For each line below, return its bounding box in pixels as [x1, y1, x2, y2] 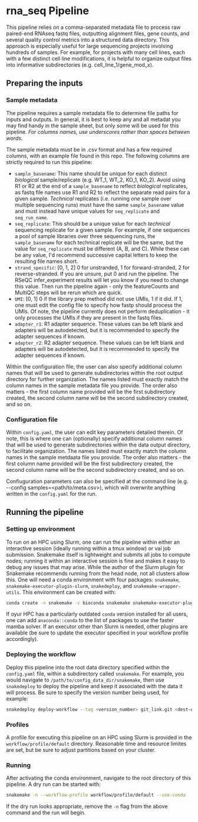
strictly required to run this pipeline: [6, 158, 93, 166]
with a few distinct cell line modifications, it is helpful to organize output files [6, 55, 192, 62]
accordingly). [6, 636, 38, 643]
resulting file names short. [14, 258, 78, 265]
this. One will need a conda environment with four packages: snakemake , [6, 576, 180, 583]
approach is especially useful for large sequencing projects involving [6, 42, 173, 50]
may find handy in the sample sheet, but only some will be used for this [6, 122, 179, 129]
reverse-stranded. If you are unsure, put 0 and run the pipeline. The [14, 270, 179, 277]
